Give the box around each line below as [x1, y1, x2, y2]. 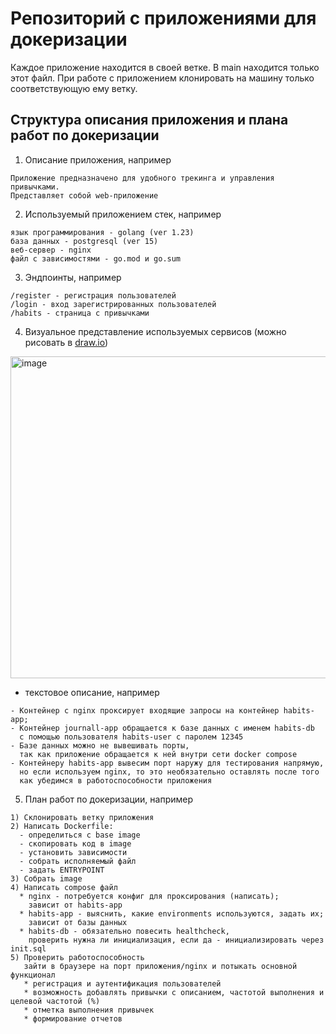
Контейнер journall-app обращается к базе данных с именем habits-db [19, 723, 315, 733]
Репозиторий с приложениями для [10, 7, 317, 30]
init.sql [10, 943, 47, 954]
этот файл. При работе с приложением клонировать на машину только [10, 72, 315, 84]
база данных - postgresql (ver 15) [10, 236, 159, 246]
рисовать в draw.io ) [24, 336, 109, 348]
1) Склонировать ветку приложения [10, 812, 155, 822]
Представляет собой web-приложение [10, 190, 159, 201]
